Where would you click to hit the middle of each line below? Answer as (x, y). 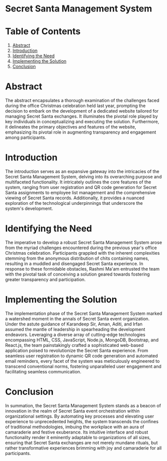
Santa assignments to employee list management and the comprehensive (81, 193)
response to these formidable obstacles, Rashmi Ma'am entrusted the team (82, 269)
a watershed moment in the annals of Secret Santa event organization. (77, 318)
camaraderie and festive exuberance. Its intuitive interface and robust (77, 432)
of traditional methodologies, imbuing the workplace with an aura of (75, 427)
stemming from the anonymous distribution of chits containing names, (77, 258)
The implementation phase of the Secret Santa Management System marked (84, 313)
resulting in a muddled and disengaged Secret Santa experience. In (74, 263)
